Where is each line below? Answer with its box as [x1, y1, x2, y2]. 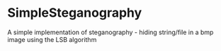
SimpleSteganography [7, 5, 142, 21]
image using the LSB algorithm [7, 35, 97, 43]
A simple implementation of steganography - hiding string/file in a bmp [7, 28, 214, 36]
